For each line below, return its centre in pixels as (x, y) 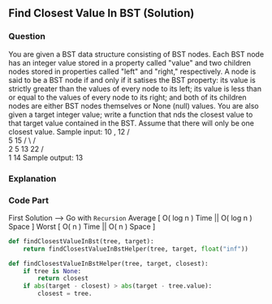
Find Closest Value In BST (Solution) (101, 13)
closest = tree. (65, 294)
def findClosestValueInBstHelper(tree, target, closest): (108, 263)
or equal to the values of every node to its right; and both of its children (127, 97)
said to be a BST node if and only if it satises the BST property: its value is (132, 79)
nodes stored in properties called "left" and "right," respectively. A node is (132, 71)
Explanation (32, 178)
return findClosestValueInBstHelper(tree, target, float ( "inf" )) (136, 249)
